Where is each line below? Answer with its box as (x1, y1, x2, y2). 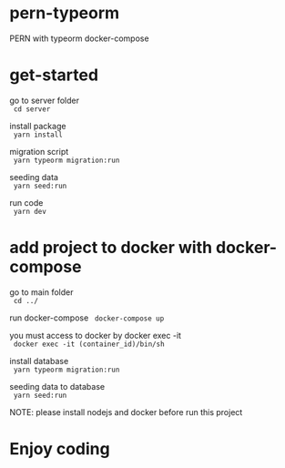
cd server (13, 104, 51, 114)
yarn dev (13, 207, 47, 216)
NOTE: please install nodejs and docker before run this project (9, 406, 243, 417)
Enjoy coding (9, 439, 111, 459)
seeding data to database (9, 381, 106, 392)
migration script (9, 146, 69, 157)
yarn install (13, 130, 64, 139)
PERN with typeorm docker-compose (9, 33, 149, 44)
